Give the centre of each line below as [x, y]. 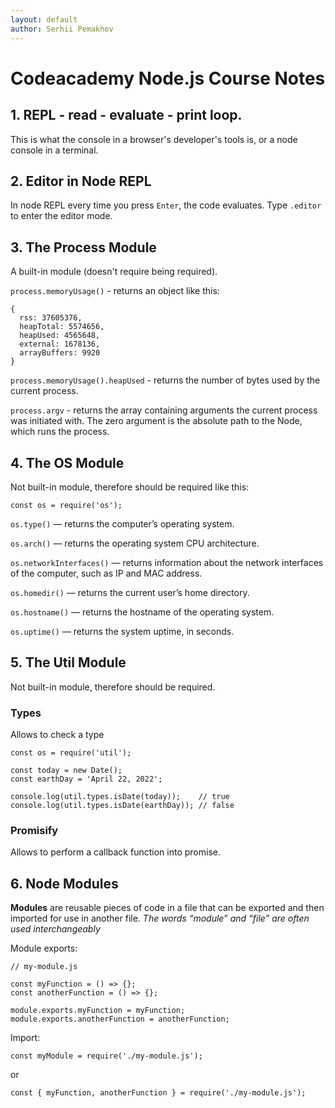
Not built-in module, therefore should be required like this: [130, 487]
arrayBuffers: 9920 [60, 353]
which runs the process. [60, 432]
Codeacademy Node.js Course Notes [168, 78]
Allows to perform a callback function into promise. [115, 852]
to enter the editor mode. [61, 216]
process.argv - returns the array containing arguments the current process [164, 410]
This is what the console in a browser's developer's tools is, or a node [154, 139]
